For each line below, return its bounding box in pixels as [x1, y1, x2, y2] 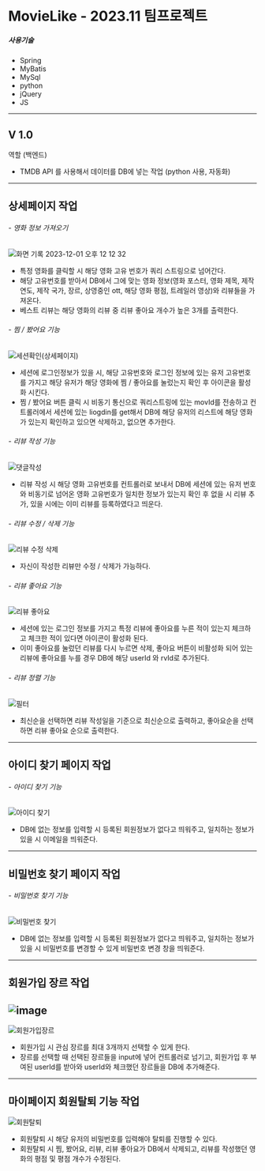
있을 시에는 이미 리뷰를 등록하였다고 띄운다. [30, 499, 163, 508]
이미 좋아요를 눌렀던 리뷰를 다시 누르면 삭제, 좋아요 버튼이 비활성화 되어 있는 [19, 643, 254, 653]
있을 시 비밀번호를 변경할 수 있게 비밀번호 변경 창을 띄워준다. [19, 943, 205, 953]
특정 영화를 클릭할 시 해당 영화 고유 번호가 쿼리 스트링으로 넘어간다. [19, 265, 226, 275]
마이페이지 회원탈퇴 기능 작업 [8, 1095, 140, 1109]
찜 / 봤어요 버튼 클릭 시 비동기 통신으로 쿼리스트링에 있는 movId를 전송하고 [19, 397, 248, 407]
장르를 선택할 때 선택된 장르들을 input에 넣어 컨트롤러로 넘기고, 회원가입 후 [19, 1052, 248, 1061]
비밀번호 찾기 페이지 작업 [8, 867, 121, 881]
